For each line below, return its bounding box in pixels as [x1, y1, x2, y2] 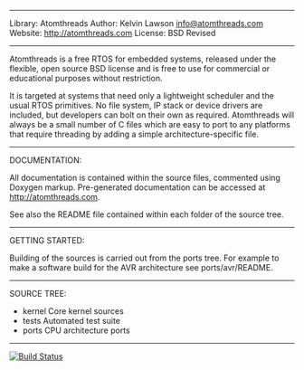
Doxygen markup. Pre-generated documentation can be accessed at [9, 182, 266, 193]
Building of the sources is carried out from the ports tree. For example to [9, 252, 280, 263]
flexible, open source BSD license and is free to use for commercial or [9, 63, 271, 73]
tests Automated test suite [22, 316, 120, 326]
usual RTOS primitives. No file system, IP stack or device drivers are [9, 100, 263, 110]
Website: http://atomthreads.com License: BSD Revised [9, 28, 216, 38]
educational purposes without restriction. [9, 73, 163, 83]
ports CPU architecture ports [22, 325, 131, 336]
